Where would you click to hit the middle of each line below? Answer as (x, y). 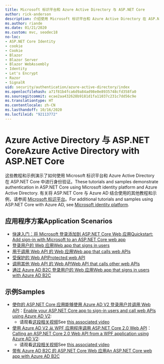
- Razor (13, 78)
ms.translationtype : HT (29, 101)
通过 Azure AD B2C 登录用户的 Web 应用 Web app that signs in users (81, 269)
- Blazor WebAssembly (27, 64)
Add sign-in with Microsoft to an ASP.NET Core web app (69, 239)
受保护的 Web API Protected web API (49, 257)
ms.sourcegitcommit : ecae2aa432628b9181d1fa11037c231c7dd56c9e (71, 96)
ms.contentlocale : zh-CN (30, 105)
